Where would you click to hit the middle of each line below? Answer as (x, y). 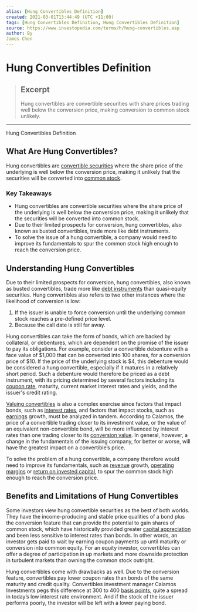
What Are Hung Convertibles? (62, 151)
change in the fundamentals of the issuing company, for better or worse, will (98, 441)
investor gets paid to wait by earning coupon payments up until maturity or (96, 542)
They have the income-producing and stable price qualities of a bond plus (96, 516)
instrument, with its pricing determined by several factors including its (90, 380)
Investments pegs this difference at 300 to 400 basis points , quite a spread (97, 590)
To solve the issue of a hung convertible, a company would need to (96, 237)
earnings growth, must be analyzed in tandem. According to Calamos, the (95, 416)
